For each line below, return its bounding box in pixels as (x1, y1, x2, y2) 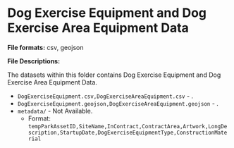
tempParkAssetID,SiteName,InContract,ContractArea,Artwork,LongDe (27, 123, 228, 130)
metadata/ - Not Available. (17, 106, 93, 115)
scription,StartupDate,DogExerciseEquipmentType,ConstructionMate (27, 129, 228, 136)
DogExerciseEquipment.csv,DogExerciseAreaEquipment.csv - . (17, 92, 194, 100)
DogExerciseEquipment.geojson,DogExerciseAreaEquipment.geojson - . (17, 99, 218, 107)
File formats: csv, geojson (7, 43, 84, 51)
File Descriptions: (7, 56, 61, 65)
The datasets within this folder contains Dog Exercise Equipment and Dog (7, 70, 221, 79)
